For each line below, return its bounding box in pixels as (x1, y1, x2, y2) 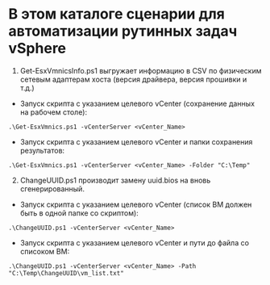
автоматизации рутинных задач (8, 22, 238, 40)
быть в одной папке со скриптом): (19, 207, 139, 218)
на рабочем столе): (19, 107, 87, 117)
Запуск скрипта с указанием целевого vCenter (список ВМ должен (19, 199, 252, 209)
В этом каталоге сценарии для (8, 5, 226, 23)
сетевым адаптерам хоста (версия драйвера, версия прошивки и (19, 74, 247, 84)
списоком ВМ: (19, 246, 70, 256)
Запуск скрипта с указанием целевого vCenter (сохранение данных (19, 98, 255, 108)
